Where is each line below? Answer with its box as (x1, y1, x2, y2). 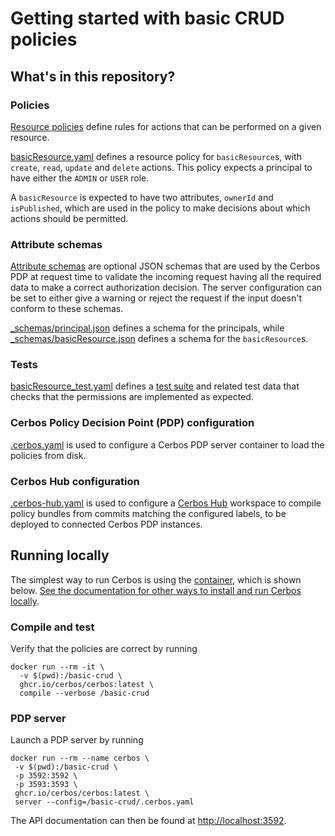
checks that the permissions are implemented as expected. (10, 391, 254, 403)
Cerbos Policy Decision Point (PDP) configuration (10, 416, 255, 430)
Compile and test (10, 620, 95, 634)
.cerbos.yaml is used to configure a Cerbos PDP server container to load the (10, 438, 325, 451)
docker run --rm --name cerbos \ (10, 753, 150, 764)
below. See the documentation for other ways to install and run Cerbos (10, 584, 302, 596)
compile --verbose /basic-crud (19, 688, 150, 699)
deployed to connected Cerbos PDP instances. (10, 518, 203, 531)
